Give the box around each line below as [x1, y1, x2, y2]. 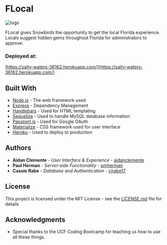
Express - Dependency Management [12, 102, 88, 108]
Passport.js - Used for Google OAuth [12, 118, 88, 125]
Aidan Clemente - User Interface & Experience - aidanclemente [12, 157, 144, 163]
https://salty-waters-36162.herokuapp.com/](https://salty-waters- [6, 64, 143, 70]
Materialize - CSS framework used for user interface [12, 124, 121, 130]
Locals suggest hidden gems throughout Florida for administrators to [5, 35, 147, 41]
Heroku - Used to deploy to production [12, 129, 92, 136]
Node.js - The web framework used [12, 97, 86, 103]
